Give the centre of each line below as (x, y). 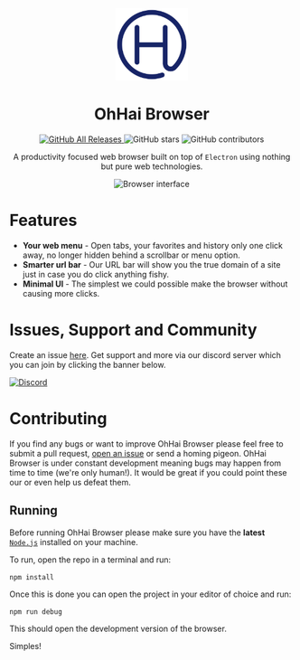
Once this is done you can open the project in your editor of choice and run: (150, 594)
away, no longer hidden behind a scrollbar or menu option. (131, 255)
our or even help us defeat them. (70, 482)
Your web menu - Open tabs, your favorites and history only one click (152, 245)
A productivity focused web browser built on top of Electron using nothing (152, 156)
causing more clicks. (61, 293)
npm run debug (36, 612)
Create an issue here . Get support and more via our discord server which (145, 354)
